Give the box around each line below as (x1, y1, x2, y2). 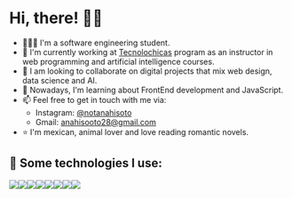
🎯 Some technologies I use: (9, 155, 162, 171)
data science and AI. (21, 75, 98, 85)
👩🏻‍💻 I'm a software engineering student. (21, 37, 170, 48)
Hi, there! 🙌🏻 (9, 8, 104, 28)
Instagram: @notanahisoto (35, 107, 132, 118)
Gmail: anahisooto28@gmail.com (35, 116, 157, 127)
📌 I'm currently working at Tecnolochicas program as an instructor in (21, 46, 273, 57)
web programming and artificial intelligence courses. (21, 56, 215, 67)
